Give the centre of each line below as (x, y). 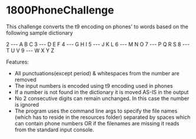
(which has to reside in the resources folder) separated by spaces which (102, 117)
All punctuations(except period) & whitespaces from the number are (97, 73)
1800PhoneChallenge (60, 10)
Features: (18, 62)
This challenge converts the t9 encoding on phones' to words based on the (97, 27)
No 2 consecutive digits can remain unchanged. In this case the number (102, 98)
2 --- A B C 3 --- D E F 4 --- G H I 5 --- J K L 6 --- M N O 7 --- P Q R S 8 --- (98, 44)
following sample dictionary (40, 32)
